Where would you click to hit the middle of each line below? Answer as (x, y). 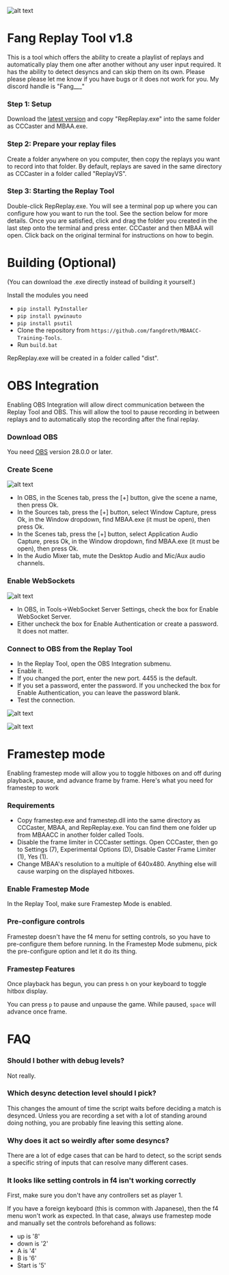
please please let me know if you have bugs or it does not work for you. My (113, 79)
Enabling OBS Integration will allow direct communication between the (106, 405)
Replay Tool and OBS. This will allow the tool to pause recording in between (113, 412)
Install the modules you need (48, 295)
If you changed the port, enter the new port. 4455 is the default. (107, 678)
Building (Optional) (62, 263)
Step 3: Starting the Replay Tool (61, 191)
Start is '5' (31, 1265)
